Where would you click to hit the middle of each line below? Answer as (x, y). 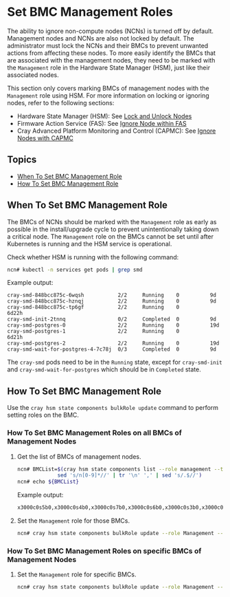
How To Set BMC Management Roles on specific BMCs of (104, 551)
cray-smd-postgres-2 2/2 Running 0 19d (113, 344)
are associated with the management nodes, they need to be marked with (111, 60)
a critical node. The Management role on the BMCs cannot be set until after (111, 236)
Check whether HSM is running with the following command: (93, 257)
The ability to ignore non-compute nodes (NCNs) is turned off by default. (111, 31)
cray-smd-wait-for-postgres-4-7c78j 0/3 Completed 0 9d (112, 349)
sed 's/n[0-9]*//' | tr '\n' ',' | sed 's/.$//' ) (130, 475)
